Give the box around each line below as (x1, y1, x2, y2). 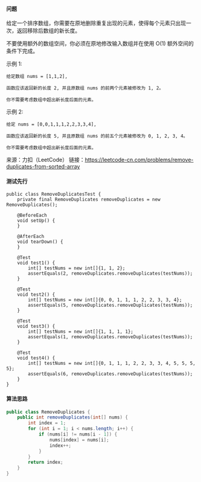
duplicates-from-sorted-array (6, 163, 80, 170)
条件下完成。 (6, 48, 38, 55)
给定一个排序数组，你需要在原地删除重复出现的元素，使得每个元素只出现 (6, 19, 186, 27)
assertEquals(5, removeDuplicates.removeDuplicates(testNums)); (28, 302, 193, 309)
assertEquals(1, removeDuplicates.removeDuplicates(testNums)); (28, 334, 193, 340)
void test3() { (17, 323, 56, 330)
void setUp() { (17, 217, 56, 224)
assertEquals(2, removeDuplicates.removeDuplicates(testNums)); (28, 271, 193, 277)
